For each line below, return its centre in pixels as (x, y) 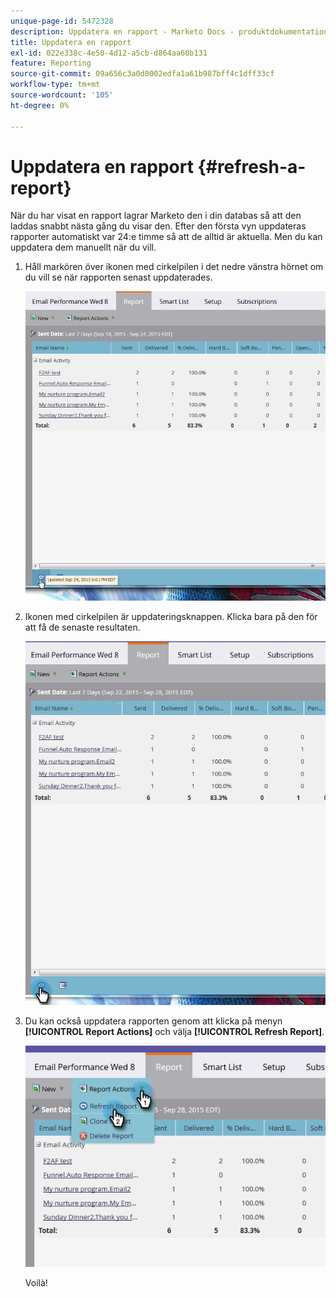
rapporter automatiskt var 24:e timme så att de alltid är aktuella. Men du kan (166, 237)
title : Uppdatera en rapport (71, 42)
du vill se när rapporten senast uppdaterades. (118, 277)
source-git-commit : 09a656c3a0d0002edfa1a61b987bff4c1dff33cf (142, 74)
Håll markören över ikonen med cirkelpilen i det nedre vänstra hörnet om (174, 267)
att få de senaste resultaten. (82, 627)
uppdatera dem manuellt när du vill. (83, 247)
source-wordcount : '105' (62, 95)
